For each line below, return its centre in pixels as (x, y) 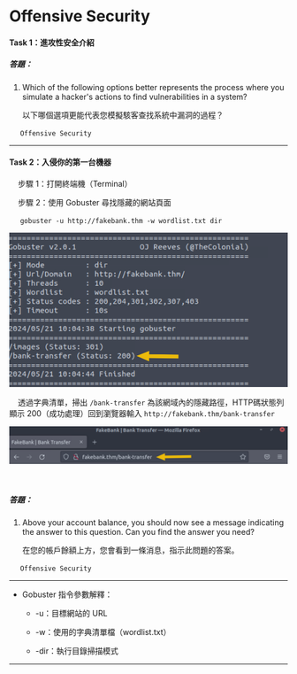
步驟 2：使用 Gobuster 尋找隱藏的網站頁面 (95, 202)
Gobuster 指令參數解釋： (67, 594)
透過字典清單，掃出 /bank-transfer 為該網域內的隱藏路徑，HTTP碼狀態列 (151, 403)
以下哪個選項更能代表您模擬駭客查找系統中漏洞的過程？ (122, 115)
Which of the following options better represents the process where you (153, 87)
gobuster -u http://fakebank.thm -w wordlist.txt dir (121, 221)
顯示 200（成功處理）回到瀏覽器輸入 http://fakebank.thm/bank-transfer (142, 414)
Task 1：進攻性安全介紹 (52, 43)
